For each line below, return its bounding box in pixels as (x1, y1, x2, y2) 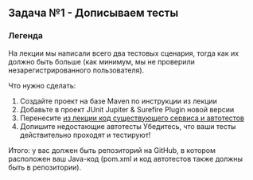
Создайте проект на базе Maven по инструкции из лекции (19, 96, 217, 106)
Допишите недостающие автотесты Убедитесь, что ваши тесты (19, 121, 236, 131)
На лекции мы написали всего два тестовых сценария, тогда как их (8, 48, 239, 58)
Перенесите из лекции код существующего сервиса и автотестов (19, 113, 245, 123)
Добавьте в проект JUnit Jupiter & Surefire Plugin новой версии (19, 104, 235, 114)
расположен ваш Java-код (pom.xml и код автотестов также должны (8, 154, 243, 163)
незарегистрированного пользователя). (8, 65, 145, 75)
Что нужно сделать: (8, 80, 76, 90)
